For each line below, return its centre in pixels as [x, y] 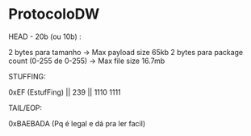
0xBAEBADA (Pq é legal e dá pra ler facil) [77, 123]
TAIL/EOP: [25, 108]
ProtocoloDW [54, 14]
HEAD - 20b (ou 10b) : [45, 36]
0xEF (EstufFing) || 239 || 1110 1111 [65, 92]
